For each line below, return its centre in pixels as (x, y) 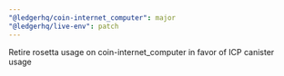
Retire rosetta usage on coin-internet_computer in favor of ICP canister (142, 52)
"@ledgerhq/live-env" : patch (64, 26)
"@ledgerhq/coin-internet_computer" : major (92, 18)
